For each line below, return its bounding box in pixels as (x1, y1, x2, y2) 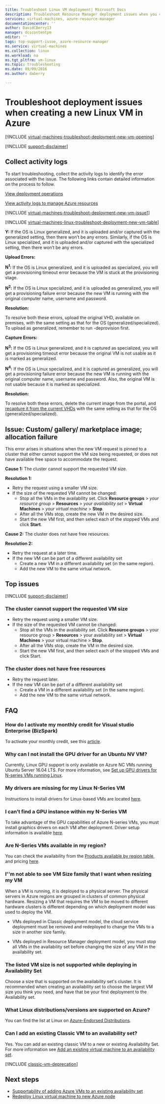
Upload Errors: (5, 254, 36, 260)
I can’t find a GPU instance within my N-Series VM (5, 808, 127, 815)
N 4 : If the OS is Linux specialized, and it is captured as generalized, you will (5, 365, 158, 372)
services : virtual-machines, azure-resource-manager (5, 16, 115, 21)
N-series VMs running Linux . (5, 773, 63, 778)
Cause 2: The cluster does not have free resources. (5, 531, 110, 537)
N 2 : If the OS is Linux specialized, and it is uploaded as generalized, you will (5, 284, 159, 291)
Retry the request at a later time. (12, 550, 78, 556)
